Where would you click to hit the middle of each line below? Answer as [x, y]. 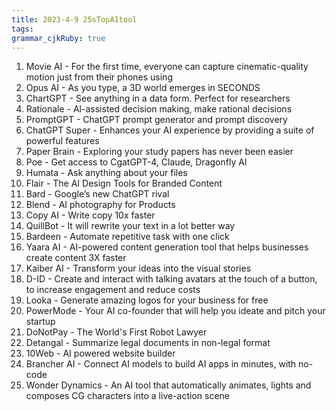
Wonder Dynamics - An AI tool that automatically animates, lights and [168, 385]
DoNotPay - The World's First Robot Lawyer [116, 332]
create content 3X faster [76, 258]
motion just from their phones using [99, 77]
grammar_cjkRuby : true [58, 38]
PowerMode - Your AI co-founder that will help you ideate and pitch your [175, 311]
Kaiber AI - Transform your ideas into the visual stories [138, 268]
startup [40, 322]
